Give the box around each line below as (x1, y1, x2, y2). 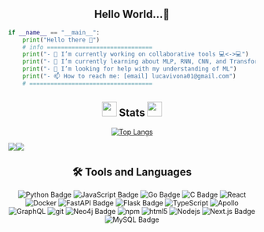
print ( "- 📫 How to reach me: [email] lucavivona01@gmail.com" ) (22, 72, 236, 81)
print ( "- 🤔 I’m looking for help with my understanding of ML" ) (22, 65, 237, 73)
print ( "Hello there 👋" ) (22, 36, 101, 44)
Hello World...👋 (93, 8, 170, 21)
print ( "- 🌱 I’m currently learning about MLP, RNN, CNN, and (22, 58, 226, 66)
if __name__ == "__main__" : (8, 28, 101, 36)
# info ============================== (22, 43, 153, 51)
